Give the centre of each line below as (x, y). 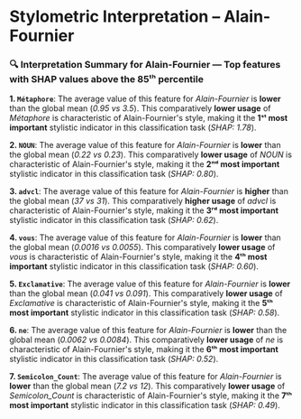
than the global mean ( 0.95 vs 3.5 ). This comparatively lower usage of (140, 108)
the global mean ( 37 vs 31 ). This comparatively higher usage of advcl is (143, 201)
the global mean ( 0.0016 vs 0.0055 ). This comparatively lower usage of (142, 247)
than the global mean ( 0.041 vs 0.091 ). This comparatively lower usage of (146, 293)
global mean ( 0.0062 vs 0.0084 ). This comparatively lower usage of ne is (146, 340)
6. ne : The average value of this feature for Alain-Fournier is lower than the (148, 331)
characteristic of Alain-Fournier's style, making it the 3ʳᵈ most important (144, 210)
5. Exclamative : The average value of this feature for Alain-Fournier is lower (150, 284)
